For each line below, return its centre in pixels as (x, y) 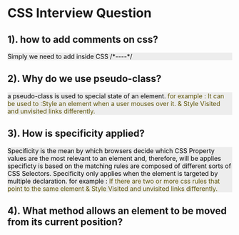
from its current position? (65, 222)
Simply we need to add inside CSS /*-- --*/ (70, 56)
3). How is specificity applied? (76, 134)
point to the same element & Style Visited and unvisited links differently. (113, 188)
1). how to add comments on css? (83, 40)
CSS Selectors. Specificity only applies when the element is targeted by (113, 173)
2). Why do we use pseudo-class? (85, 79)
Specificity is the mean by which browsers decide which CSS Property (111, 150)
